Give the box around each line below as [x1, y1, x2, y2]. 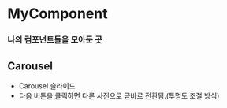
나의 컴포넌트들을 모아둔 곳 [7, 35, 103, 46]
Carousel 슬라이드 [18, 80, 76, 91]
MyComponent [7, 5, 108, 23]
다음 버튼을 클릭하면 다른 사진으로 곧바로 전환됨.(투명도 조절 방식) [18, 91, 220, 100]
